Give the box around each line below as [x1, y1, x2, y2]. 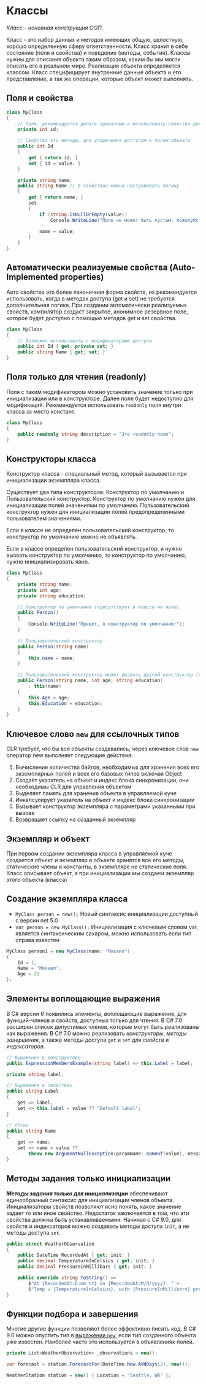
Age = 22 [17, 971, 40, 977]
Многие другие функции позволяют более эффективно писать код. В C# [6, 1325, 196, 1332]
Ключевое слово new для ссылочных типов [6, 729, 180, 739]
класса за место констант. [6, 407, 75, 415]
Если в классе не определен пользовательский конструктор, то [6, 527, 175, 534]
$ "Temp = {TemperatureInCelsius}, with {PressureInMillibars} [28, 1286, 191, 1292]
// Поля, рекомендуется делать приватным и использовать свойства [17, 120, 191, 127]
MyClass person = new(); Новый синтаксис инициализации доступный [15, 910, 198, 918]
